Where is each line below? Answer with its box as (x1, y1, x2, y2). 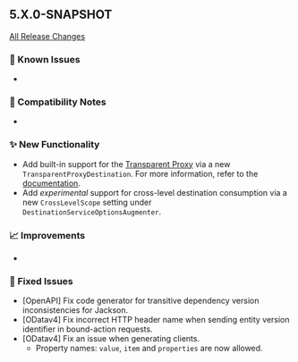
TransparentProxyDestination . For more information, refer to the (21, 168, 259, 179)
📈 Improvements (9, 229, 86, 241)
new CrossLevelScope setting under (21, 197, 152, 207)
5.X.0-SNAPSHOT (9, 7, 113, 22)
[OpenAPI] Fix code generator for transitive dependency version (21, 295, 260, 307)
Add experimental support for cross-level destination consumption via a (21, 187, 288, 198)
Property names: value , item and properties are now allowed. (35, 343, 263, 354)
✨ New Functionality (9, 139, 100, 151)
